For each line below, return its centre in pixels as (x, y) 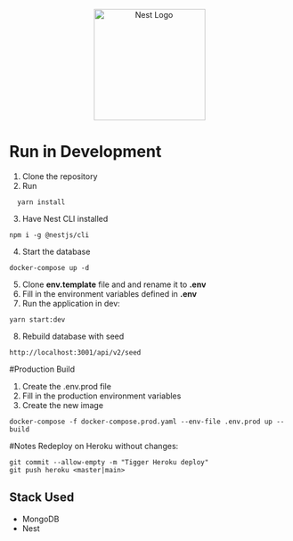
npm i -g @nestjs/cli (49, 235)
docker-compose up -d (49, 267)
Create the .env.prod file (66, 386)
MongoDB (41, 519)
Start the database (56, 251)
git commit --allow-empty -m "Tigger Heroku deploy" (109, 462)
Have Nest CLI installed (65, 218)
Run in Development (85, 152)
